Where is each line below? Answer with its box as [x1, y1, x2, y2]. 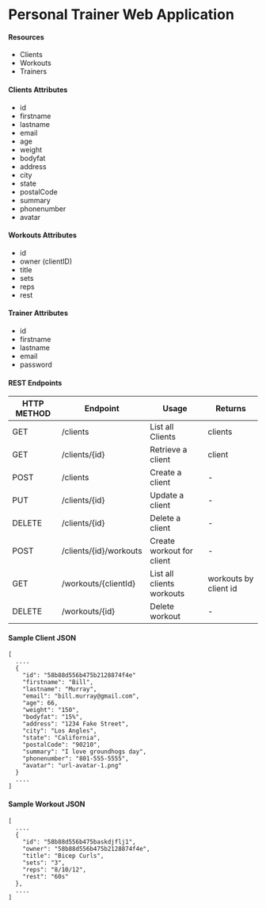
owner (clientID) [19, 256, 73, 266]
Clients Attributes [8, 85, 68, 94]
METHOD [15, 408, 51, 419]
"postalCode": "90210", [22, 741, 101, 749]
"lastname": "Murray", [22, 685, 97, 694]
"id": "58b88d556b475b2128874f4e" [22, 671, 136, 679]
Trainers [19, 67, 47, 76]
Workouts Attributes [8, 230, 78, 240]
